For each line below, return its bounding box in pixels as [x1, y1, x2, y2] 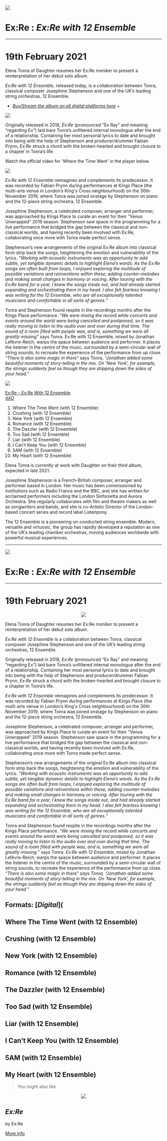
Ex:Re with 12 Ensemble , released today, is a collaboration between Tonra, [5, 82, 157, 88]
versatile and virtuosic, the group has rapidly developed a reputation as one [5, 524, 160, 530]
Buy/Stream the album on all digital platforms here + [12, 102, 120, 109]
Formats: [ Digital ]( [5, 901, 63, 909]
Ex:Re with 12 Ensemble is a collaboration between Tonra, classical [5, 636, 142, 642]
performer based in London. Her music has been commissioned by [5, 482, 143, 489]
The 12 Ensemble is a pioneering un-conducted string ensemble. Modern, [5, 519, 156, 525]
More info [5, 1131, 25, 1137]
